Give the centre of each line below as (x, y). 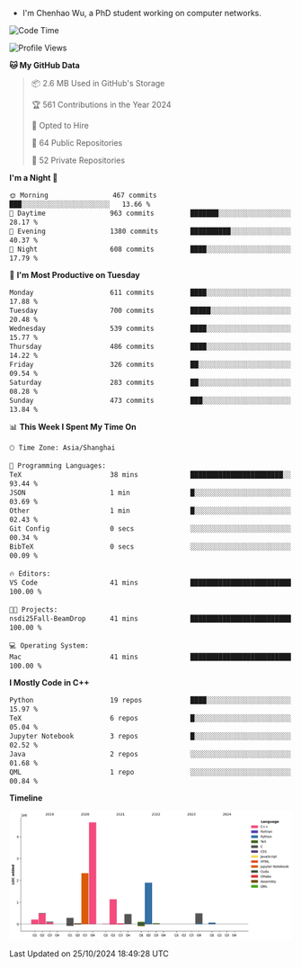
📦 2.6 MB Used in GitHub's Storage (98, 83)
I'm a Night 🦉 (34, 178)
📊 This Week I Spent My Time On (73, 427)
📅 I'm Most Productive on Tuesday (75, 275)
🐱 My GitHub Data (45, 65)
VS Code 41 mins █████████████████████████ (150, 583)
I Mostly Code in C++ (49, 682)
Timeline (26, 798)
